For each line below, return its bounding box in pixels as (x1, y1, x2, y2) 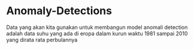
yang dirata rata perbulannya (6, 36, 78, 43)
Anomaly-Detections (6, 4, 113, 18)
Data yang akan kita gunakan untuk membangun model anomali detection (6, 24, 188, 31)
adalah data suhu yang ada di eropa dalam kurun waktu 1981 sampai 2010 (6, 30, 188, 37)
